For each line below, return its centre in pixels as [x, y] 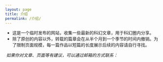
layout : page [18, 9]
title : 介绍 [16, 14]
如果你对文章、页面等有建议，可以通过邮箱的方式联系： [62, 55]
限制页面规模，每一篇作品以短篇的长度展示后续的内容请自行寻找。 [83, 45]
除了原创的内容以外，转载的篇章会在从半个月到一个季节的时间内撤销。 [83, 39]
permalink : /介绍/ [23, 18]
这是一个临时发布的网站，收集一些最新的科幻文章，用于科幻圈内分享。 [83, 33]
